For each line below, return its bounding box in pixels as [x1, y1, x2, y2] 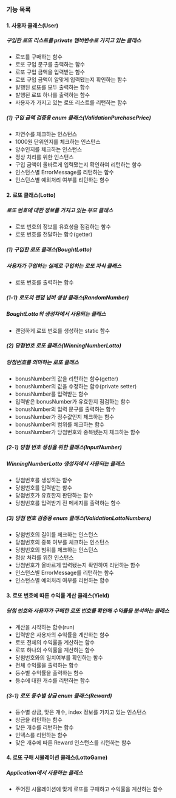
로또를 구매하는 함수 [15, 53, 63, 60]
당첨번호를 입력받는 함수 [15, 484, 73, 491]
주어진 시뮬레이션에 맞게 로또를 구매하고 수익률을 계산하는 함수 [15, 785, 163, 793]
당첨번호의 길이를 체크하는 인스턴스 [15, 531, 98, 538]
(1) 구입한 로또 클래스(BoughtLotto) [6, 246, 92, 253]
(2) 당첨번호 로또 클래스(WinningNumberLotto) [6, 342, 122, 349]
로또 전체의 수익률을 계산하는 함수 [15, 638, 95, 646]
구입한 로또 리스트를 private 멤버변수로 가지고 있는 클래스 [6, 37, 141, 44]
